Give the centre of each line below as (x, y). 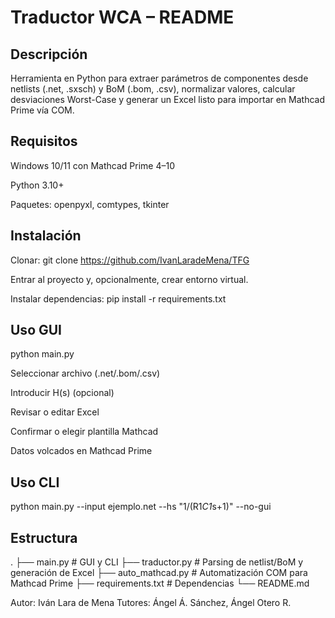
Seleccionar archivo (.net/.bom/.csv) (85, 373)
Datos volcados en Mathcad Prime (81, 451)
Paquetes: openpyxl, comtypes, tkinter (90, 204)
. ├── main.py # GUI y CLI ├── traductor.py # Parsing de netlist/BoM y (157, 562)
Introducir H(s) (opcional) (62, 393)
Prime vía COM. (42, 110)
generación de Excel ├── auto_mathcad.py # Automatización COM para (159, 573)
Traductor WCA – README (122, 17)
